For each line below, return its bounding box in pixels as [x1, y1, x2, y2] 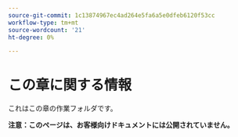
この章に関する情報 [8, 76, 132, 94]
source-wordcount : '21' [8, 26, 86, 34]
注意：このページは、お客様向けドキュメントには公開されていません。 [8, 121, 234, 130]
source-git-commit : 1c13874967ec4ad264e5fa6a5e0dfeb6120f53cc [8, 11, 215, 20]
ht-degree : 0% [8, 33, 55, 41]
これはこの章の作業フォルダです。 [8, 103, 117, 114]
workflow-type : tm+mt [8, 19, 79, 27]
